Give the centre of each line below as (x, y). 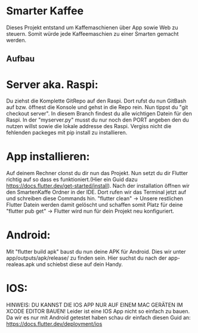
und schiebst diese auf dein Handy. (80, 264)
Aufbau (20, 59)
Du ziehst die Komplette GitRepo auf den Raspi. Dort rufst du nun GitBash (96, 101)
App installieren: (48, 157)
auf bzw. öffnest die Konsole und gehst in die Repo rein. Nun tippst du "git (97, 107)
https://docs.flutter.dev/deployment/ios (54, 324)
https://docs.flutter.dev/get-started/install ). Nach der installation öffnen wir (98, 186)
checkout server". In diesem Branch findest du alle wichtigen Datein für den (99, 114)
